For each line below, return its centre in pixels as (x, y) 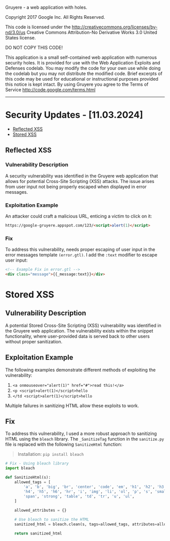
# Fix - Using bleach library (37, 463)
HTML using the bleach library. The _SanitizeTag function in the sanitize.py (85, 439)
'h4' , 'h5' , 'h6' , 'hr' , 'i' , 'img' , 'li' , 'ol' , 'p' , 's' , (88, 491)
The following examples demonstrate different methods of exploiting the (80, 370)
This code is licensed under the (38, 27)
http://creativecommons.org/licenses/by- (115, 27)
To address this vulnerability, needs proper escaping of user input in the (80, 249)
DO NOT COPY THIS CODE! (34, 47)
